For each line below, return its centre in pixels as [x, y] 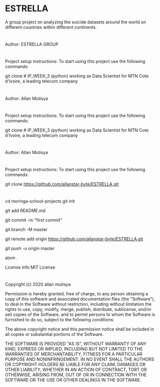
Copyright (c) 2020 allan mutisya [38, 284]
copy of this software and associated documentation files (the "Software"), [80, 299]
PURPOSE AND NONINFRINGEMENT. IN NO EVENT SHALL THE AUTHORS [80, 359]
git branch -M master [26, 230]
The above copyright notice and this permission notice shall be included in [80, 329]
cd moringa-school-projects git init [40, 201]
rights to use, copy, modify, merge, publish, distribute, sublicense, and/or [78, 310]
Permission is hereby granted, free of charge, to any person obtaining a [77, 294]
